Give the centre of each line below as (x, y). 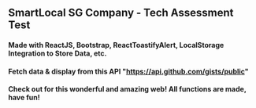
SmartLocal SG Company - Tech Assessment (121, 13)
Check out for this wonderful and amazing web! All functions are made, (127, 89)
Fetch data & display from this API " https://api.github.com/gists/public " (129, 71)
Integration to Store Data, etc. (58, 53)
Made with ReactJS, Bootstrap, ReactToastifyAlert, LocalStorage (116, 45)
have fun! (24, 98)
